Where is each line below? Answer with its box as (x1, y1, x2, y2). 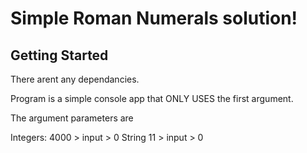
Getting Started (10, 47, 109, 64)
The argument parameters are (10, 112, 134, 124)
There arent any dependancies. (10, 73, 140, 85)
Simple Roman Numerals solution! (10, 7, 298, 30)
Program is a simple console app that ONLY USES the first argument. (10, 93, 294, 104)
